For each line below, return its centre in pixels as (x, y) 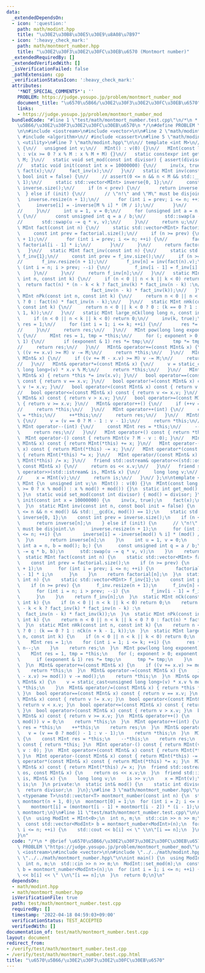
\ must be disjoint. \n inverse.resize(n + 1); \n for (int (106, 529)
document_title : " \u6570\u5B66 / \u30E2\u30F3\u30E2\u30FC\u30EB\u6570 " (109, 103)
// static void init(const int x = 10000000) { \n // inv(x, (102, 166)
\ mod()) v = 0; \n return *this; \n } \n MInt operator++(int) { (106, 722)
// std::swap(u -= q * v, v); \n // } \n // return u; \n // (108, 222)
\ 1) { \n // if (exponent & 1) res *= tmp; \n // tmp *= (103, 341)
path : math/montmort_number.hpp (58, 46)
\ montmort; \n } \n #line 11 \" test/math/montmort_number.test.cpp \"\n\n (109, 813)
